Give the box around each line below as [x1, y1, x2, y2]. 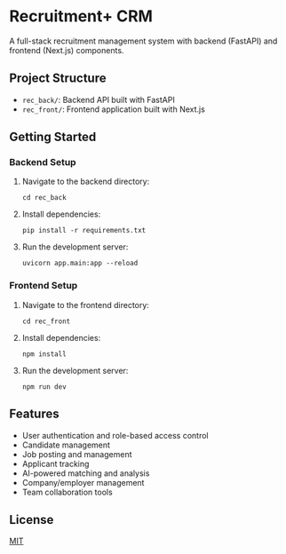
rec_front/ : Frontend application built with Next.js [21, 104, 206, 115]
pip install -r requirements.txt [21, 226, 147, 235]
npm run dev [21, 382, 67, 392]
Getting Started [9, 130, 97, 145]
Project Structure [9, 71, 107, 86]
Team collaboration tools [21, 487, 113, 497]
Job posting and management [21, 448, 132, 459]
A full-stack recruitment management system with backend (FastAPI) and [9, 36, 278, 46]
